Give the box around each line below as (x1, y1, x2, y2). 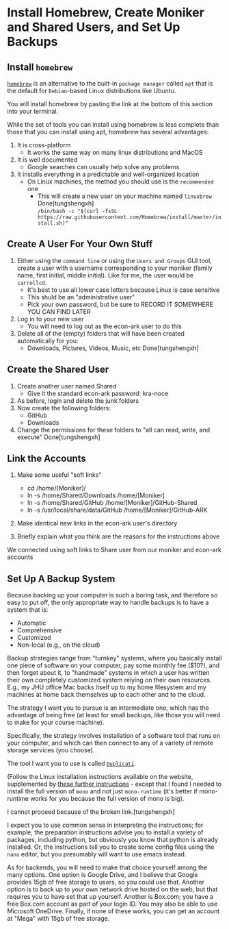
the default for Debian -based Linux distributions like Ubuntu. (7, 87, 176, 95)
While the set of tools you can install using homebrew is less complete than (7, 121, 219, 128)
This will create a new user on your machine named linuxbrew (37, 192, 212, 200)
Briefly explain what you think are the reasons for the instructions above (16, 532, 220, 541)
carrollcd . (16, 278, 47, 286)
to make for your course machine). (7, 718, 105, 727)
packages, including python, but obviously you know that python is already (7, 836, 219, 844)
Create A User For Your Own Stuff (7, 238, 153, 250)
